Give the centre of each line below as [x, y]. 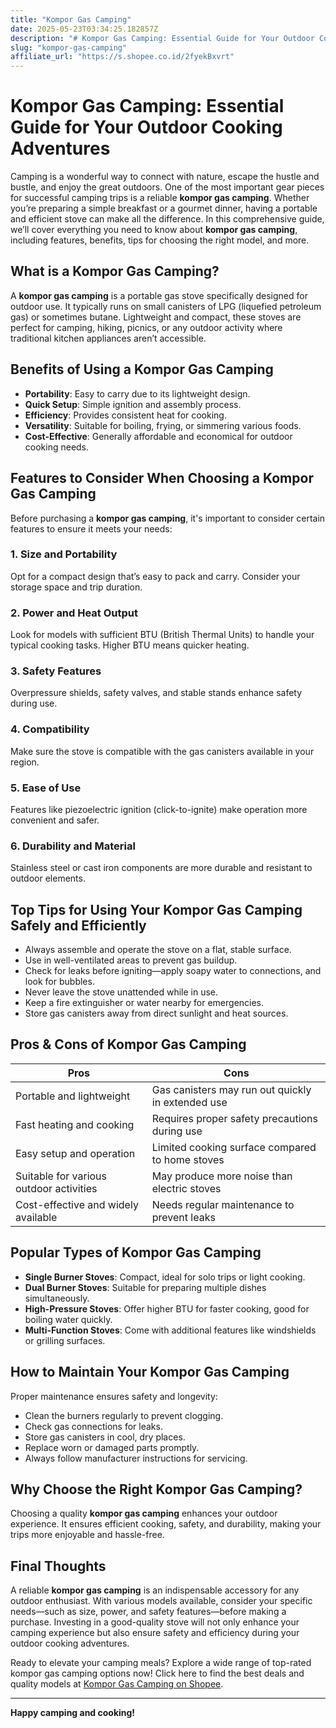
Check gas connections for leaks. [93, 1426]
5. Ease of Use [46, 788]
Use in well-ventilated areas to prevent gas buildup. [131, 960]
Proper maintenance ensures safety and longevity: [114, 1396]
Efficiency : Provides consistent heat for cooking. [125, 415]
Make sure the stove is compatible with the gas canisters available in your [162, 751]
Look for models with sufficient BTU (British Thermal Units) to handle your [162, 635]
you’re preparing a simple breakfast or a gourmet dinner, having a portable [164, 208]
